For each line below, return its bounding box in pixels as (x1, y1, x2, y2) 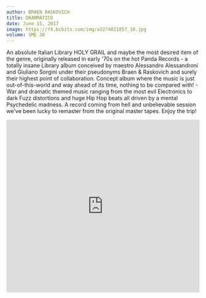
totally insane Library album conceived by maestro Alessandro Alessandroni (6, 62, 198, 69)
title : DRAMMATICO (6, 15, 53, 21)
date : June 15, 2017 (6, 20, 59, 26)
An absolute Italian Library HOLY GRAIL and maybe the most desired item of (6, 49, 199, 56)
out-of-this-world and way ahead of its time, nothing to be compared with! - (6, 81, 198, 89)
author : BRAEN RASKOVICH (6, 9, 70, 15)
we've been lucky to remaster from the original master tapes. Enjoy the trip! (6, 108, 197, 115)
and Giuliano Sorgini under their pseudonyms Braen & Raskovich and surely (6, 68, 197, 76)
